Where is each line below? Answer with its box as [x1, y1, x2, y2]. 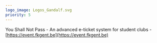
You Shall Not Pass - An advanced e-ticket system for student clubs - [5, 26, 152, 32]
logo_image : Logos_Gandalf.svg [5, 7, 72, 13]
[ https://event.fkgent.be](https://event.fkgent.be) [5, 32, 109, 38]
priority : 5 [5, 12, 31, 17]
